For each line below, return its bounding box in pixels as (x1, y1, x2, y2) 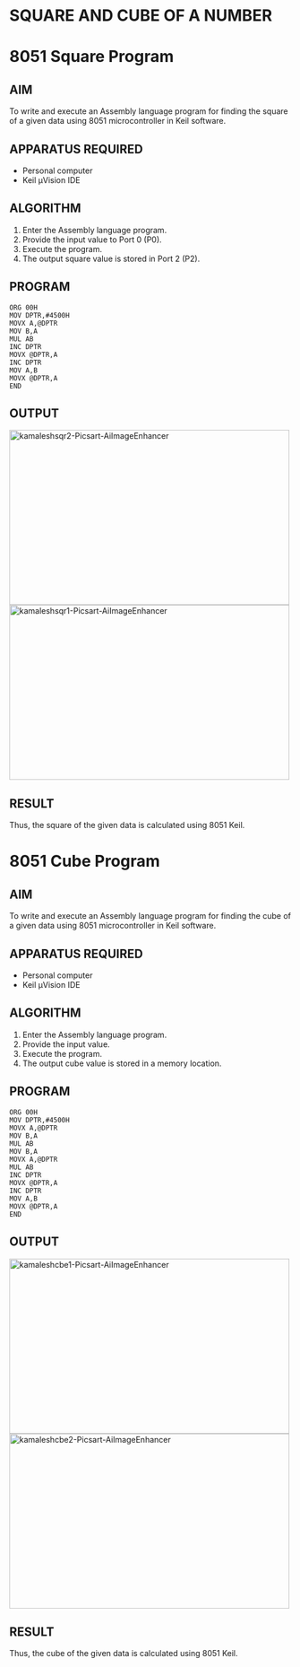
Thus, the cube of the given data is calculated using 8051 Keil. (9, 1648, 239, 1659)
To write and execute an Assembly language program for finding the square (9, 106, 288, 117)
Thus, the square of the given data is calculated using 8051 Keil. (9, 820, 245, 831)
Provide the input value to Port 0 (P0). (21, 234, 163, 245)
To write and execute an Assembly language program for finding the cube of (9, 911, 291, 921)
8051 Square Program (9, 47, 175, 67)
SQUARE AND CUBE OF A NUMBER (9, 5, 273, 26)
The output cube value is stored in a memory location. (21, 1058, 222, 1069)
